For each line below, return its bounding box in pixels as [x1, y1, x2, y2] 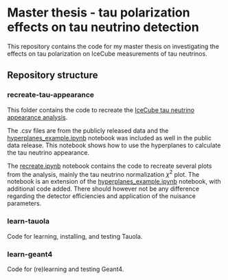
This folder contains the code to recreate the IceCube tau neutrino [7, 105, 194, 114]
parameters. [7, 200, 42, 208]
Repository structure [7, 69, 98, 81]
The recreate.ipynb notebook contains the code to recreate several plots [7, 162, 212, 170]
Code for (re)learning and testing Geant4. [7, 265, 124, 273]
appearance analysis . [7, 113, 68, 121]
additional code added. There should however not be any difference [7, 184, 200, 193]
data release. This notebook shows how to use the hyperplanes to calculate [7, 141, 221, 149]
